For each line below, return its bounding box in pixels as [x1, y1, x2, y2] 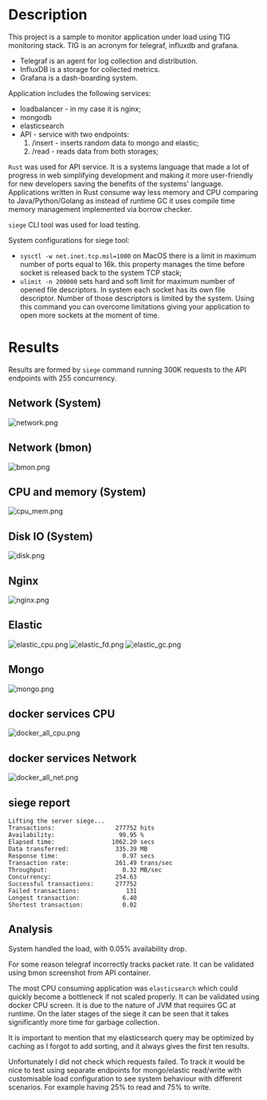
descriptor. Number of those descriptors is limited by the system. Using [19, 293, 255, 303]
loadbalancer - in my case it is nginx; [19, 104, 141, 114]
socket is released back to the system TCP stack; [19, 268, 183, 277]
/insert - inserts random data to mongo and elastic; [31, 137, 199, 147]
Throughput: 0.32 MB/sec [8, 866, 162, 874]
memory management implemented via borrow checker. [8, 204, 193, 213]
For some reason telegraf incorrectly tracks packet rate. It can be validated [8, 959, 254, 969]
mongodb [19, 112, 52, 122]
